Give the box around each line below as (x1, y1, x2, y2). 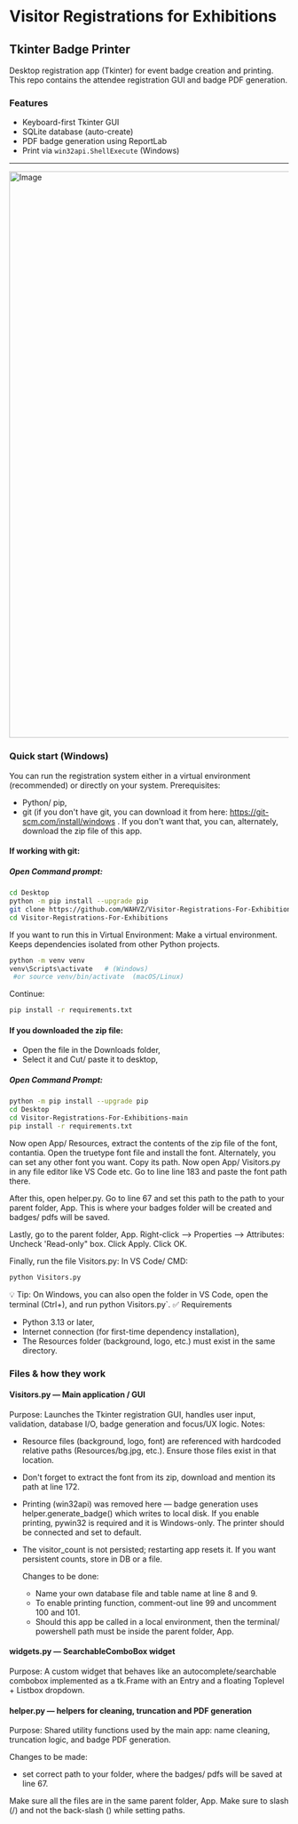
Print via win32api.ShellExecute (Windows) (21, 145, 180, 157)
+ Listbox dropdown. (9, 1685, 85, 1696)
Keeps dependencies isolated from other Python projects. (9, 938, 220, 949)
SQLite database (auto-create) (21, 126, 134, 137)
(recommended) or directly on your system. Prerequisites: (9, 780, 221, 791)
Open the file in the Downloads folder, (21, 1045, 161, 1056)
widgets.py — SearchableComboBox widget (9, 1646, 176, 1657)
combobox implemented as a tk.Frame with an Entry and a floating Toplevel (9, 1675, 285, 1686)
